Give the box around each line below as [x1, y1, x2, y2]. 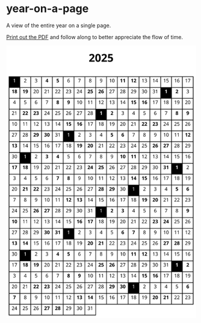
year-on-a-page [6, 2, 89, 16]
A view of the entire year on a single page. [6, 22, 111, 29]
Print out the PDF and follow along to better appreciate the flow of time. [6, 33, 184, 40]
